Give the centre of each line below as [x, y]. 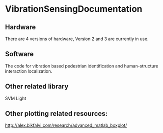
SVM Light [15, 98]
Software [19, 54]
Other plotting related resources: [56, 114]
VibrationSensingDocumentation [74, 9]
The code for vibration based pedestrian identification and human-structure [82, 66]
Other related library [37, 87]
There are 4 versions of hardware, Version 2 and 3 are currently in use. [77, 39]
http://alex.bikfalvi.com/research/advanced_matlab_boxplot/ [66, 125]
